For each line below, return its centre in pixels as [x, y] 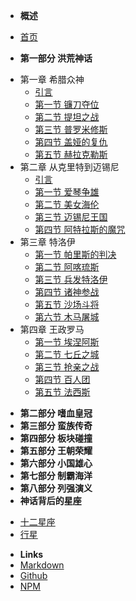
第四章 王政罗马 [52, 329]
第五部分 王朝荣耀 [56, 450]
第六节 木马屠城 [67, 317]
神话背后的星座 [50, 500]
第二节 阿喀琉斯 [67, 267]
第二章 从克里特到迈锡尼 [69, 167]
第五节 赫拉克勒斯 [71, 154]
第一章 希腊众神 [52, 79]
